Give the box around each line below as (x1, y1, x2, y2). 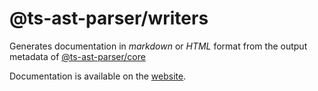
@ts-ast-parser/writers (9, 7, 209, 30)
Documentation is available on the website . (9, 70, 187, 82)
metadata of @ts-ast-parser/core (9, 50, 146, 62)
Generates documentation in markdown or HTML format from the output (9, 40, 308, 52)
